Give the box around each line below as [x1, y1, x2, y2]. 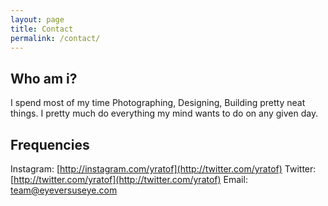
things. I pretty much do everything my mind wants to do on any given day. [10, 107, 319, 120]
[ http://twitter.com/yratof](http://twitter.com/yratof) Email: [10, 174, 248, 185]
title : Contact [10, 24, 74, 34]
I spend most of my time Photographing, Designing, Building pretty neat [10, 97, 306, 109]
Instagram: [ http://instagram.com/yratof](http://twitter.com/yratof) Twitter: [10, 163, 317, 175]
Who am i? [10, 70, 78, 87]
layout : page [10, 14, 65, 25]
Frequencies [10, 136, 90, 153]
